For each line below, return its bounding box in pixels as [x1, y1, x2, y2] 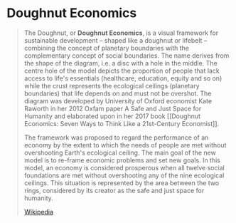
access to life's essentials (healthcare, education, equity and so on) [23, 73, 222, 83]
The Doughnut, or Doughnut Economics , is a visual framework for [23, 28, 218, 37]
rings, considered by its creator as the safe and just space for [23, 186, 205, 195]
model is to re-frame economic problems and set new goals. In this [23, 155, 221, 165]
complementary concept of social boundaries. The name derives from [23, 51, 230, 60]
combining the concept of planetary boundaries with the [23, 43, 190, 52]
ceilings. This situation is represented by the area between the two [23, 178, 220, 187]
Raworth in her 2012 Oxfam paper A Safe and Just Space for [23, 104, 202, 113]
